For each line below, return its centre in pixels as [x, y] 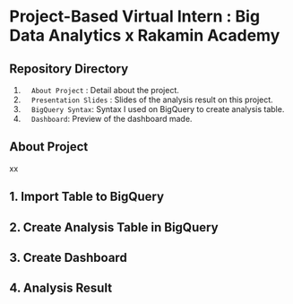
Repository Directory [69, 69]
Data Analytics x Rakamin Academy [145, 35]
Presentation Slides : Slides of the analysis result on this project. [152, 100]
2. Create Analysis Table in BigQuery [114, 227]
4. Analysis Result [61, 288]
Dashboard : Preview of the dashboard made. [112, 119]
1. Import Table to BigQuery [86, 197]
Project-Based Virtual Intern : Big [135, 17]
